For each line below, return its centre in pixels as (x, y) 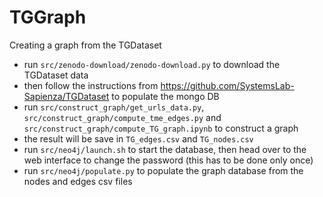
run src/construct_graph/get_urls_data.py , (114, 107)
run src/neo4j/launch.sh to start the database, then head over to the (165, 149)
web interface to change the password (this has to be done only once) (168, 160)
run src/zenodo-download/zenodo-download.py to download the (152, 64)
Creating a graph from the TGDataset (85, 45)
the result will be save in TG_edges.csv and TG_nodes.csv (138, 138)
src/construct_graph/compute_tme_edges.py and (122, 117)
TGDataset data (56, 75)
